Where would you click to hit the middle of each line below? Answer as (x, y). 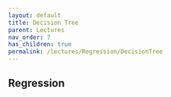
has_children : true (40, 45)
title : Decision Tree (44, 23)
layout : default (35, 15)
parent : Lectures (36, 30)
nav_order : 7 (29, 37)
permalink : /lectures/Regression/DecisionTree (85, 52)
